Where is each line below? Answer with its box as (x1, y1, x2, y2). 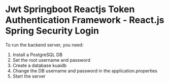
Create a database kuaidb (12, 62, 67, 68)
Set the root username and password (12, 57, 90, 63)
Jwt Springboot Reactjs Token (5, 4, 135, 15)
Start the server (12, 73, 46, 79)
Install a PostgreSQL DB (12, 52, 62, 58)
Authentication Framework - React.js (5, 14, 164, 26)
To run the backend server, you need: (5, 41, 84, 48)
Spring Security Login (5, 25, 99, 36)
